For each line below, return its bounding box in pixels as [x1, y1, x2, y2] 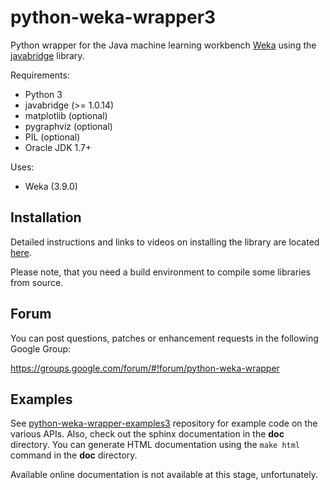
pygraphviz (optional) [24, 120, 113, 132]
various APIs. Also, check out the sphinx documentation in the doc [10, 428, 285, 440]
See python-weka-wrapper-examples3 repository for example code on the [10, 417, 318, 430]
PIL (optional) [24, 131, 81, 143]
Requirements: [10, 69, 70, 81]
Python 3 [24, 88, 63, 100]
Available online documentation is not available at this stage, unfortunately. [10, 469, 318, 481]
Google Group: [10, 342, 72, 355]
